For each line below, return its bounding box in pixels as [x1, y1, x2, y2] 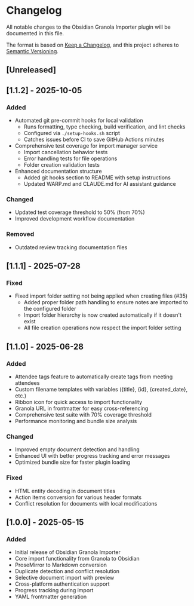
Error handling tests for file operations [23, 155, 118, 162]
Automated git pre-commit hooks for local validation [14, 117, 143, 124]
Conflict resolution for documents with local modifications [14, 500, 158, 507]
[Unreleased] [6, 65, 57, 75]
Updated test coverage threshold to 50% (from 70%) [14, 209, 145, 216]
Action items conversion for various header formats [14, 494, 142, 501]
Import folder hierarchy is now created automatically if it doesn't [23, 311, 182, 319]
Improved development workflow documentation [14, 215, 135, 222]
